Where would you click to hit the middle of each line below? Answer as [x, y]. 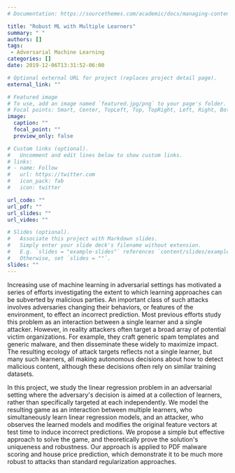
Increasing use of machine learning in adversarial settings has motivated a [114, 284]
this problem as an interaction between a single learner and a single [105, 321]
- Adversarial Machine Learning [57, 52]
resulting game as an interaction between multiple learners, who [100, 409]
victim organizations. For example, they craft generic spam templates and [113, 337]
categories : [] [29, 59]
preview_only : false [43, 136]
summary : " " [26, 33]
